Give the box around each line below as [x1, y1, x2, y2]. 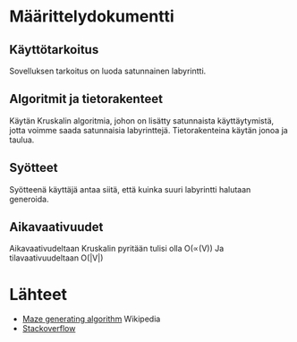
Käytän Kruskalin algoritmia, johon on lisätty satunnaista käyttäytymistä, [9, 115, 275, 126]
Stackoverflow [21, 323, 76, 334]
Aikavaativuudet [9, 219, 104, 235]
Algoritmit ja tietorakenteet [9, 91, 164, 107]
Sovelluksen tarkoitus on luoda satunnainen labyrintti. [9, 65, 207, 76]
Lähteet [9, 284, 68, 304]
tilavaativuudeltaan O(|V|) [9, 252, 104, 263]
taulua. [9, 134, 35, 145]
